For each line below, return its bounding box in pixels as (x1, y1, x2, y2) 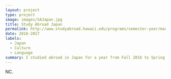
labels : (5, 36, 22, 41)
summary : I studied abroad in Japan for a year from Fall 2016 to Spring (5, 55, 165, 60)
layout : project (5, 7, 40, 13)
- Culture (10, 45, 31, 50)
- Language (10, 50, 33, 55)
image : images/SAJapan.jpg (5, 17, 63, 22)
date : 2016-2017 (5, 31, 40, 36)
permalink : (5, 27, 28, 32)
